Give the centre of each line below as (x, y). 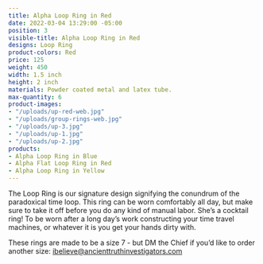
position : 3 (28, 30)
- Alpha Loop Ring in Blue (53, 156)
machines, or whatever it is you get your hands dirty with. (102, 227)
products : (25, 149)
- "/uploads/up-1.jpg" (46, 134)
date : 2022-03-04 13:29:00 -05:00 (66, 23)
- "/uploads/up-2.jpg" (46, 141)
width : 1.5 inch (35, 75)
